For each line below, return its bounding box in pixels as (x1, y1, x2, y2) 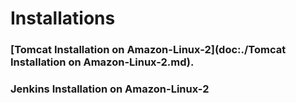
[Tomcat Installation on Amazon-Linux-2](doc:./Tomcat (10, 43, 287, 57)
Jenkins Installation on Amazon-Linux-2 (10, 82, 210, 96)
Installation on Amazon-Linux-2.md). (10, 55, 195, 69)
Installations (10, 7, 116, 30)
